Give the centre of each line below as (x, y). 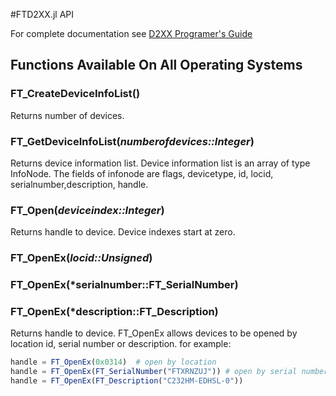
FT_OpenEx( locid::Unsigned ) (81, 258)
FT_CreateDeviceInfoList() (75, 94)
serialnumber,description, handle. (79, 184)
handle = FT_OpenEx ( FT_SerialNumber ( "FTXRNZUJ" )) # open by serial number (169, 372)
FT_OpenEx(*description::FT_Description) (114, 312)
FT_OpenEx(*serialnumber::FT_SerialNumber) (124, 285)
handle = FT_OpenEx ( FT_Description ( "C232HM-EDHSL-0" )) (127, 381)
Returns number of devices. (67, 115)
